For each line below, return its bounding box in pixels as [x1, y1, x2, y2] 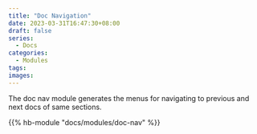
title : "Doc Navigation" [8, 11, 92, 20]
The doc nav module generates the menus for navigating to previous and [8, 93, 250, 103]
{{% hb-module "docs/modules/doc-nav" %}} [8, 117, 161, 127]
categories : [8, 49, 48, 57]
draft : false [8, 26, 52, 35]
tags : [8, 64, 27, 72]
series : [8, 34, 35, 43]
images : [8, 71, 35, 79]
